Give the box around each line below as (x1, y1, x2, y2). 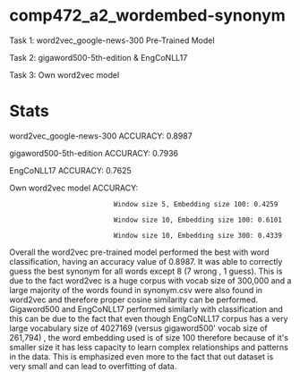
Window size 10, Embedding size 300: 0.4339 (113, 231, 282, 240)
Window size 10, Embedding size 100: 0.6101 (113, 215, 282, 224)
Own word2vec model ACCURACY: (9, 182, 139, 193)
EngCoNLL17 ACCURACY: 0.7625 (9, 165, 132, 175)
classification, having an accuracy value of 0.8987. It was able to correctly (9, 256, 283, 266)
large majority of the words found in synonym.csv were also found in (9, 284, 262, 295)
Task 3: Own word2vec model (9, 69, 120, 80)
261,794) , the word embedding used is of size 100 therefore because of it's (9, 332, 289, 342)
